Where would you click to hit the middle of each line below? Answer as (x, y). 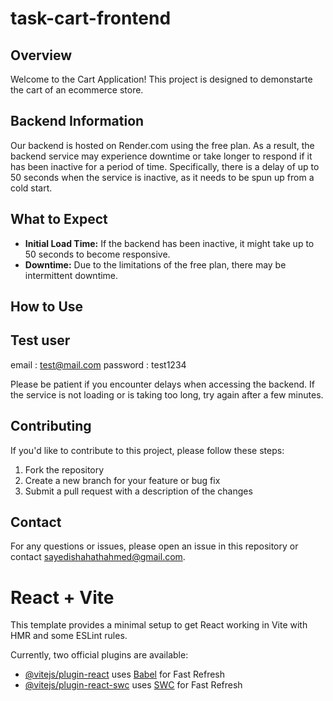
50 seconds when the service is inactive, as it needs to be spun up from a (162, 177)
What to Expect (59, 219)
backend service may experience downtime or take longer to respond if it (161, 156)
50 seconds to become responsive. (97, 254)
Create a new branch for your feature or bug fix (122, 480)
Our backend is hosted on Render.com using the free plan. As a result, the (162, 145)
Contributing (51, 426)
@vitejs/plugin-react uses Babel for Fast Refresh (125, 674)
